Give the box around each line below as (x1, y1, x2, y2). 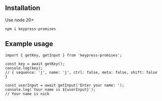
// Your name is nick (5, 91, 50, 96)
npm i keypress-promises (5, 26, 56, 31)
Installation (5, 4, 40, 12)
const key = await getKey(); (5, 61, 65, 66)
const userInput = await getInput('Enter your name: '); (5, 83, 125, 88)
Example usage (5, 40, 53, 48)
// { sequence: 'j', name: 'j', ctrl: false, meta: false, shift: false (5, 70, 158, 75)
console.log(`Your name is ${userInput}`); (5, 87, 96, 92)
